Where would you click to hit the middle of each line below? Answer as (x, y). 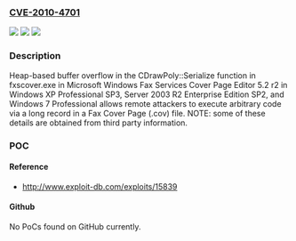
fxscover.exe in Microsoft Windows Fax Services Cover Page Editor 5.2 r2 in (148, 84)
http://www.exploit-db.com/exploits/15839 (100, 186)
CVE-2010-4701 (45, 12)
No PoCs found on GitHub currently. (75, 226)
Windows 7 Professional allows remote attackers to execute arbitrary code (145, 103)
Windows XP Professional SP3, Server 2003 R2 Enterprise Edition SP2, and (147, 94)
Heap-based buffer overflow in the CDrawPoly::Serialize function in (132, 75)
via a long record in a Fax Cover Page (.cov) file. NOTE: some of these (137, 113)
